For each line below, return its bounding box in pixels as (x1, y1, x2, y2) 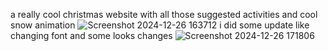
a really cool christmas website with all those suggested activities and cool (10, 9, 318, 20)
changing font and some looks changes (10, 30, 173, 41)
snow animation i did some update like (10, 19, 310, 31)
